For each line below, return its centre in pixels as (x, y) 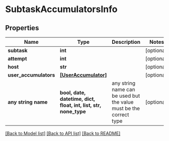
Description (126, 42)
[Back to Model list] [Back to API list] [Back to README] (63, 133)
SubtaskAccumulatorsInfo (61, 9)
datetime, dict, (77, 99)
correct (120, 115)
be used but (126, 96)
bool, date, (73, 93)
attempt (17, 59)
